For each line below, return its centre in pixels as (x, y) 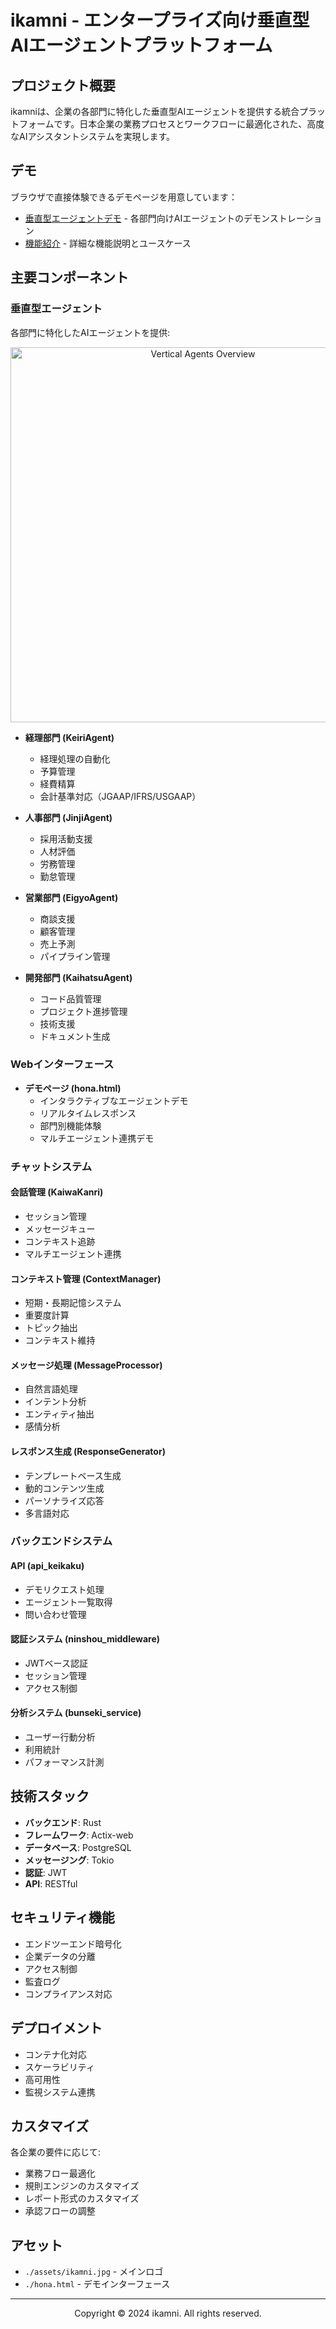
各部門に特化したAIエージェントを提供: (90, 332)
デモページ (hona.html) (73, 1088)
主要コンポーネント (69, 277)
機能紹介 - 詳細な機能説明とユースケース (108, 243)
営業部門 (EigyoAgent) (71, 897)
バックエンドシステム (61, 1541)
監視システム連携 (60, 2092)
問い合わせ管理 (55, 1614)
